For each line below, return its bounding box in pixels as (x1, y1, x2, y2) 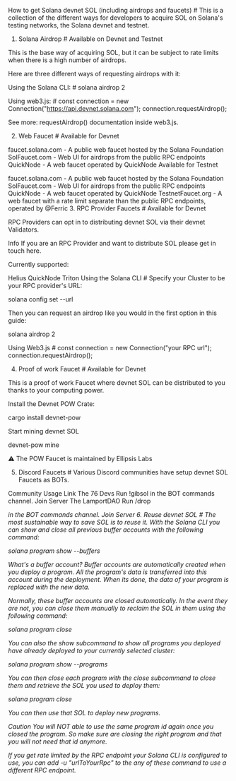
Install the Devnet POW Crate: (8, 400, 95, 408)
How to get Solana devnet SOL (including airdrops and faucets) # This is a (8, 6, 224, 14)
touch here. (8, 246, 42, 255)
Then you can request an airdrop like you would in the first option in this (8, 309, 218, 317)
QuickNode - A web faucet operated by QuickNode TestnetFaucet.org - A (8, 189, 223, 197)
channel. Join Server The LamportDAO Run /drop (8, 497, 151, 505)
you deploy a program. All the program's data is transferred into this (8, 568, 207, 576)
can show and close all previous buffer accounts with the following (8, 525, 203, 534)
